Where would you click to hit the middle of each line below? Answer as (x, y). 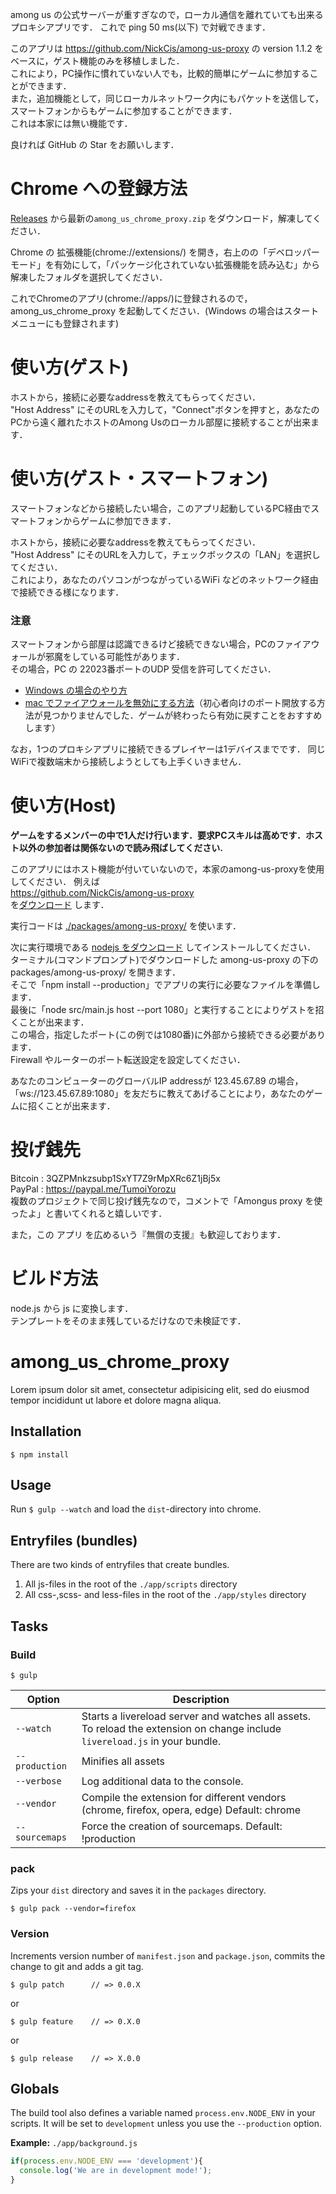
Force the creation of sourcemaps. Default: (182, 1826)
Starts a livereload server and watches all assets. (196, 1716)
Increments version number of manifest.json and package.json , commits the (168, 1955)
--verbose (38, 1781)
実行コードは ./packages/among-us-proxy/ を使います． (126, 926)
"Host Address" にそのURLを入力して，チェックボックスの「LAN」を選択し (165, 554)
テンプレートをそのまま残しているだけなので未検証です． (128, 1320)
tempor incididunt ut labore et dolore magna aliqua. (116, 1400)
